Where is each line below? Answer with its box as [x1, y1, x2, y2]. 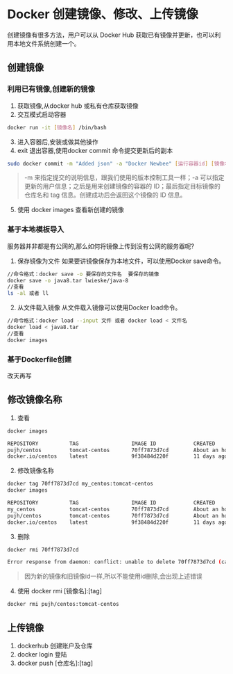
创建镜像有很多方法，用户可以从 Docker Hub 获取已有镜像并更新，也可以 [7, 31, 215, 39]
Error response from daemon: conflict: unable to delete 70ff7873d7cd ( [7, 559, 222, 565]
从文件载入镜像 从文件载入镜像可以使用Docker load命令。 [17, 303, 182, 312]
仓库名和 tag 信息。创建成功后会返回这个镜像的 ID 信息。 [24, 191, 187, 199]
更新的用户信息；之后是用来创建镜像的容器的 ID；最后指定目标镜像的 [24, 182, 221, 191]
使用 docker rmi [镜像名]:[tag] [17, 587, 103, 595]
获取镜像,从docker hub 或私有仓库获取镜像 [17, 102, 139, 110]
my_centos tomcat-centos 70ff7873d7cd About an [7, 506, 218, 513]
